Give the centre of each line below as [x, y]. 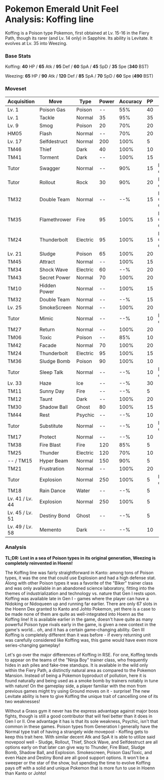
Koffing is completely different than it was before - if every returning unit [78, 635]
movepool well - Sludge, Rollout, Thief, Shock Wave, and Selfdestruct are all [81, 742]
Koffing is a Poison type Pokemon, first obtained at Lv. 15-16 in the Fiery [77, 33]
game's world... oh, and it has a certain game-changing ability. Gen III [75, 630]
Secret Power [55, 277]
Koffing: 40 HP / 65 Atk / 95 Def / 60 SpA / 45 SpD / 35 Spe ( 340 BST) [77, 66]
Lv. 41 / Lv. [20, 498]
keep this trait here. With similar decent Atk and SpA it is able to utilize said [80, 737]
